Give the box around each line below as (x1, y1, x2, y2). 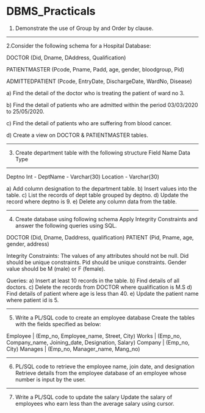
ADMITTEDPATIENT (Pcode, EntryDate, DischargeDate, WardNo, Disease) (6, 78, 192, 85)
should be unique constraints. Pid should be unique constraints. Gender (6, 258, 187, 266)
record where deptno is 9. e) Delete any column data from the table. (6, 197, 177, 205)
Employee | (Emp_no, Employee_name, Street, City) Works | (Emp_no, (6, 332, 182, 340)
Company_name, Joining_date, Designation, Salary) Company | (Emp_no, (6, 338, 190, 346)
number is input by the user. (15, 376, 86, 383)
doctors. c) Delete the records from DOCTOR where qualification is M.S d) (6, 283, 192, 291)
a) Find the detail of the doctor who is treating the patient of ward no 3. (6, 89, 185, 97)
